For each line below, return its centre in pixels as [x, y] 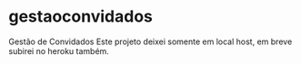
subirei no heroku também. [59, 50]
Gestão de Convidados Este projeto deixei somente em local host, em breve [150, 41]
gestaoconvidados [81, 17]
